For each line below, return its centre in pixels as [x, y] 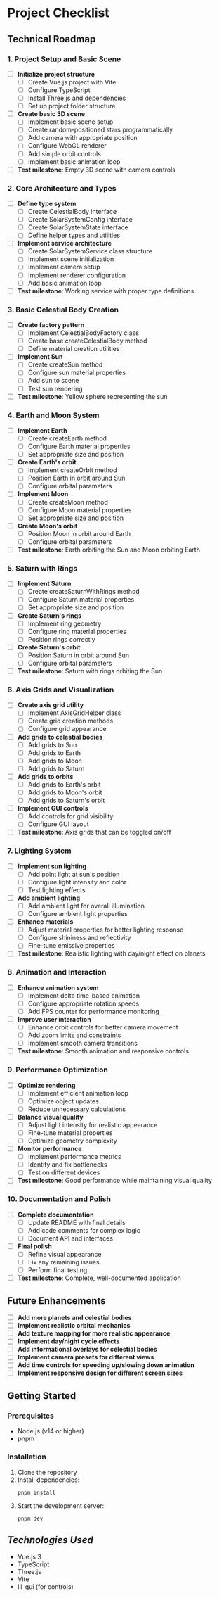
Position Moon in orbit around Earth [79, 533]
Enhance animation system [58, 987]
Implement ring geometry [65, 623]
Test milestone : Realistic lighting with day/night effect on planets [111, 953]
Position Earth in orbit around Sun [77, 478]
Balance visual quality [50, 1117]
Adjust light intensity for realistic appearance [93, 1124]
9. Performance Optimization [58, 1070]
